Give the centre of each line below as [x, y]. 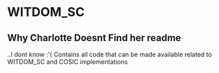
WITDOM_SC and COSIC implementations [68, 62]
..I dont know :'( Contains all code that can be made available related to [109, 54]
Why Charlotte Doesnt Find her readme [94, 38]
